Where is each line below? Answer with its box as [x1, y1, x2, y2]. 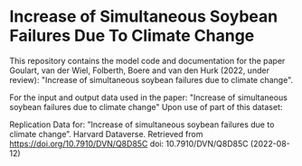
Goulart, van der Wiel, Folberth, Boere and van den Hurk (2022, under [9, 65, 269, 76]
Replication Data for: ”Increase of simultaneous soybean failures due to [9, 119, 275, 130]
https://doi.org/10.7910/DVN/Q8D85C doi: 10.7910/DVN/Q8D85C [9, 138, 249, 149]
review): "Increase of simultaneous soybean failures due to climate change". [9, 74, 294, 85]
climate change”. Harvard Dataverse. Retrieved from [9, 128, 203, 139]
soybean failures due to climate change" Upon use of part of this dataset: [9, 101, 283, 112]
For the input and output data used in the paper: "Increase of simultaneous [9, 92, 288, 103]
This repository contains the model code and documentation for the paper [9, 55, 286, 66]
